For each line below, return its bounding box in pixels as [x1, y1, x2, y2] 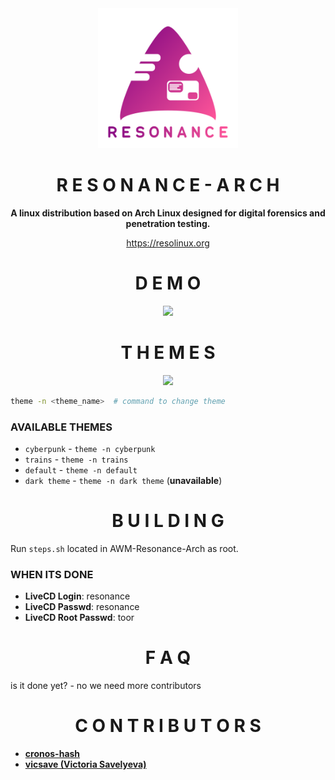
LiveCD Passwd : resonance [24, 601, 140, 613]
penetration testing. [125, 217, 211, 229]
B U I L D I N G [111, 510, 225, 532]
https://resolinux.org [126, 237, 210, 249]
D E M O [134, 272, 202, 295]
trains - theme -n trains [24, 453, 129, 465]
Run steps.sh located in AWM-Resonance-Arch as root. [10, 542, 239, 554]
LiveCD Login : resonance [24, 590, 131, 602]
